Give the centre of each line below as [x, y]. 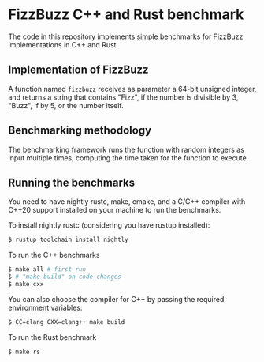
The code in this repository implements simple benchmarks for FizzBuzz [126, 36]
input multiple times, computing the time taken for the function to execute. [128, 158]
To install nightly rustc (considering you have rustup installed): [109, 225]
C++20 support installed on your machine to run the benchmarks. [115, 210]
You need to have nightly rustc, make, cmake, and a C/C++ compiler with [127, 202]
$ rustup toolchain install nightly [68, 240]
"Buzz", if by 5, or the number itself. [66, 105]
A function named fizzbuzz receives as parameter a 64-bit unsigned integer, [132, 89]
